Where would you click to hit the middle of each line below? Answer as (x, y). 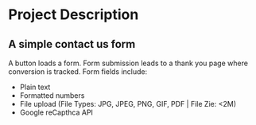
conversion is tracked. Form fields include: (78, 72)
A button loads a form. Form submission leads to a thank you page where (128, 63)
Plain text (35, 87)
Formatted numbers (52, 96)
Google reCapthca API (56, 112)
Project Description (74, 15)
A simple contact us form (72, 44)
